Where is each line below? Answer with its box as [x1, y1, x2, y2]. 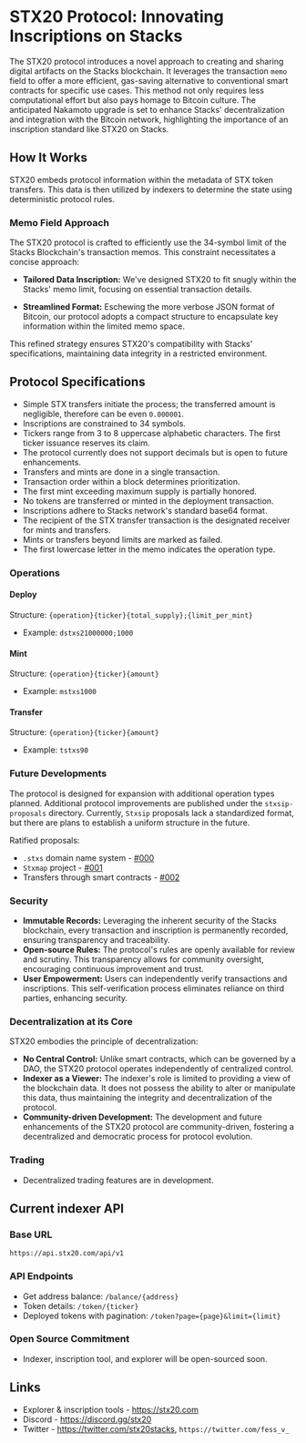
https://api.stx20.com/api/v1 [9, 1249, 125, 1258]
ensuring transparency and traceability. [22, 934, 170, 945]
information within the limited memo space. [22, 321, 185, 332]
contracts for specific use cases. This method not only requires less [9, 85, 264, 96]
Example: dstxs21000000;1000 [22, 627, 134, 638]
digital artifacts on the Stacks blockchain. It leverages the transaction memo [9, 66, 288, 77]
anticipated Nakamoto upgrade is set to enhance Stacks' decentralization [9, 104, 285, 115]
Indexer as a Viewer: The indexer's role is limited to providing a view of [22, 1073, 291, 1084]
